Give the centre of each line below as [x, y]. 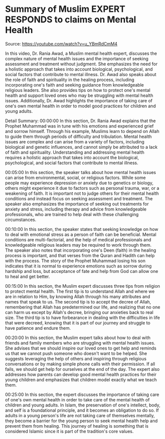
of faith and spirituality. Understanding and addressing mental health [75, 152]
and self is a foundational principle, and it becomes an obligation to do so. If [82, 410]
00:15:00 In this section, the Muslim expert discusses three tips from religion [82, 286]
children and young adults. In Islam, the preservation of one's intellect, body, [83, 405]
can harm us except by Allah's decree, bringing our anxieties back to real [79, 312]
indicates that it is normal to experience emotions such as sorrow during [78, 266]
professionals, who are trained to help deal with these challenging [72, 214]
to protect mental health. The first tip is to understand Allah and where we [80, 291]
